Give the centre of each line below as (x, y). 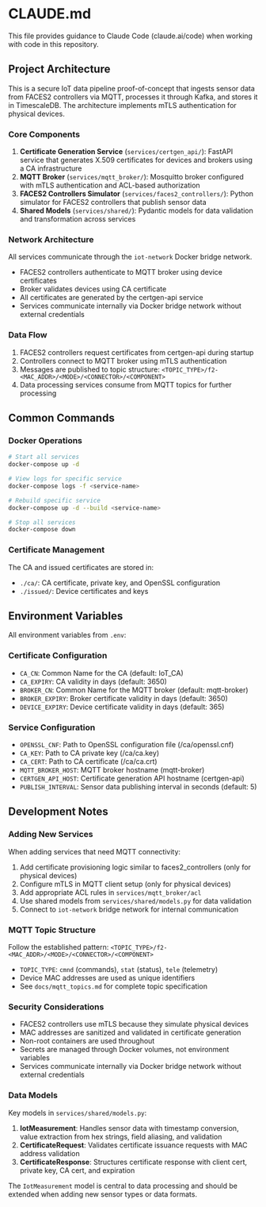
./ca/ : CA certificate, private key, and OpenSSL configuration (120, 582)
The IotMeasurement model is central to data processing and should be (123, 1186)
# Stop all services (42, 522)
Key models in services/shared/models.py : (78, 1113)
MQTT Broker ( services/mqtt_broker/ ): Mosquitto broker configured (131, 177)
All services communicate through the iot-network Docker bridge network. (130, 257)
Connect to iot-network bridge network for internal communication (129, 909)
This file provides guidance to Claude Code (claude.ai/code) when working (131, 36)
